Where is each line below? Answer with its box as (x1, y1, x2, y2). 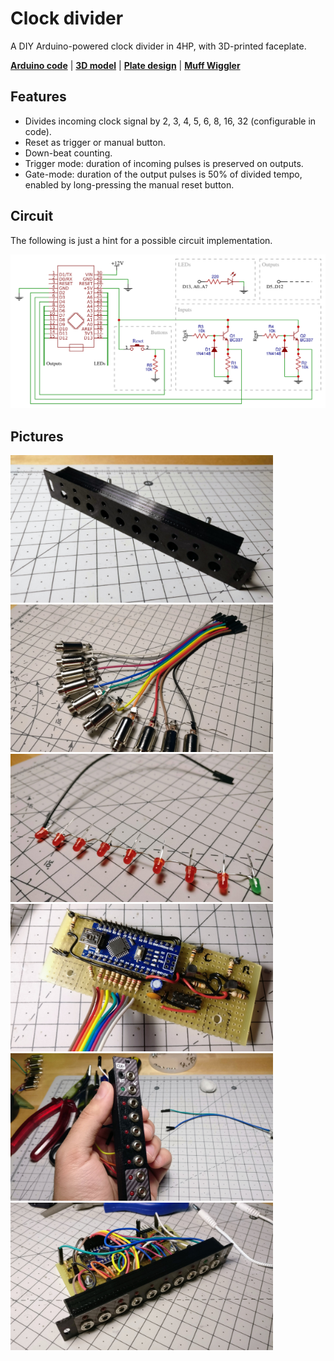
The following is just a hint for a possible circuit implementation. (10, 234, 273, 246)
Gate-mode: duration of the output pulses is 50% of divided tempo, (24, 168, 303, 180)
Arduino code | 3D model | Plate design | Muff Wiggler (10, 59, 241, 71)
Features (10, 88, 67, 106)
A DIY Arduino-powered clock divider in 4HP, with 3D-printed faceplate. (10, 40, 307, 52)
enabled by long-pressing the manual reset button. (24, 178, 235, 191)
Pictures (10, 428, 64, 445)
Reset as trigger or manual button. (24, 136, 166, 148)
